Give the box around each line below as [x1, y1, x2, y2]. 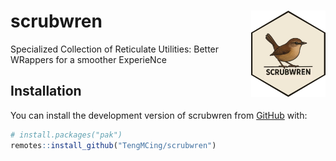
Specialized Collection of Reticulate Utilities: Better [10, 43, 220, 55]
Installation [10, 83, 82, 100]
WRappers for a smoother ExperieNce [10, 53, 167, 65]
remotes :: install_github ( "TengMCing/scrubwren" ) [10, 140, 217, 150]
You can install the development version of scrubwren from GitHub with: [10, 109, 308, 121]
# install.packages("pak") [10, 130, 123, 140]
